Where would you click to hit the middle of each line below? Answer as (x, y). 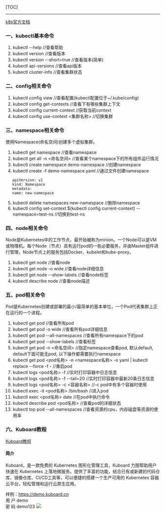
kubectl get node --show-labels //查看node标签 (60, 275)
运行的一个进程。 (27, 313)
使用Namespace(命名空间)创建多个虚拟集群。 (51, 142)
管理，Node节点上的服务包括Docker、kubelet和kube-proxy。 (72, 252)
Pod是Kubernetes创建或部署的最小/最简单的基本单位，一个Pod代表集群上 (80, 307)
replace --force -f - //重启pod (42, 366)
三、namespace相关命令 (35, 130)
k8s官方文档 (18, 22)
